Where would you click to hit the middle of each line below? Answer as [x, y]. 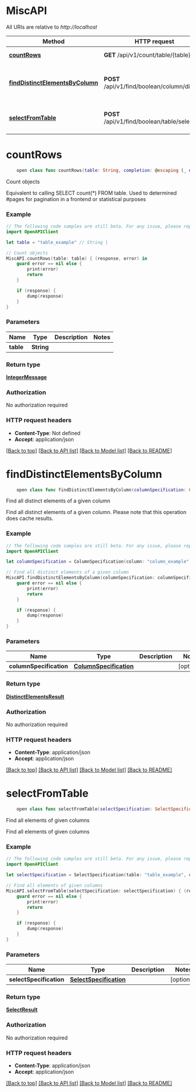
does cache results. [30, 518]
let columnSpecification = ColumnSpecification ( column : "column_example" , [99, 562]
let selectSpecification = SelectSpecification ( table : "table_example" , [96, 875]
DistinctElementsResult [35, 697]
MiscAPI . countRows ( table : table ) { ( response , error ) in [77, 259]
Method [54, 41]
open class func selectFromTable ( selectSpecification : [85, 809]
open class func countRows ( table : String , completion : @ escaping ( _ [101, 170]
